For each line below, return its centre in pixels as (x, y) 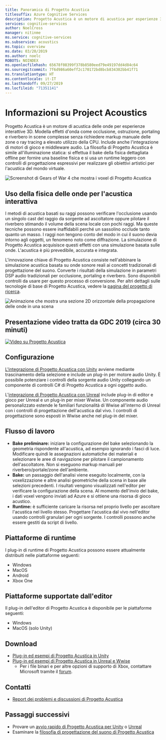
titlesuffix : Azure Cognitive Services (46, 14)
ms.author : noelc (23, 56)
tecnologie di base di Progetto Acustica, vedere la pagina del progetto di (79, 286)
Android (20, 575)
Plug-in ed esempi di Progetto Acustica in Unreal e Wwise (71, 661)
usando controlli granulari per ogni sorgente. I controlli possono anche (84, 517)
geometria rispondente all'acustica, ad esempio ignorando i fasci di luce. (86, 448)
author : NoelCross (24, 28)
